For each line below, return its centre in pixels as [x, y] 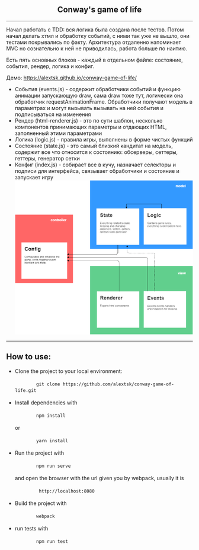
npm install [51, 416]
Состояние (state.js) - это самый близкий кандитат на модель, [94, 146]
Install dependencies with [46, 403]
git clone [48, 384]
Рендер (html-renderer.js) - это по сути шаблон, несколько [89, 120]
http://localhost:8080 [67, 491]
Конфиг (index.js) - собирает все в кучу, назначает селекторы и [95, 165]
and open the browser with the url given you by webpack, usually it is [99, 478]
